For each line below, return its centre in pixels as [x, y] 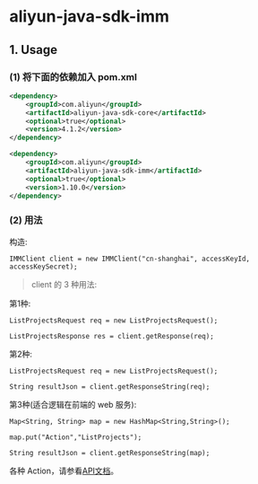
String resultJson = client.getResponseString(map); [110, 453]
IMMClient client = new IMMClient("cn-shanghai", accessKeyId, [130, 259]
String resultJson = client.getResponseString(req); [110, 387]
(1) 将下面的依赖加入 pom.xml [73, 76]
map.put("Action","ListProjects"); [76, 437]
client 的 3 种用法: [64, 284]
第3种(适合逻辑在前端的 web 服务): [73, 404]
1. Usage [34, 50]
